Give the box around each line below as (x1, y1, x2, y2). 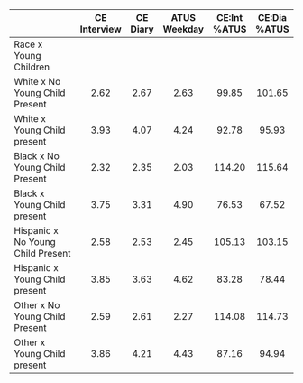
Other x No (14, 299, 60, 311)
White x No (14, 76, 61, 88)
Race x (14, 38, 43, 51)
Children (14, 61, 50, 73)
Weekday (162, 23, 205, 35)
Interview (79, 23, 122, 35)
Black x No (14, 150, 60, 162)
